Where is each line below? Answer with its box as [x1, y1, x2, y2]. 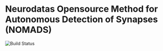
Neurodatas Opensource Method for [5, 3, 158, 15]
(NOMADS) [5, 25, 52, 35]
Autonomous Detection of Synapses [5, 14, 158, 25]
